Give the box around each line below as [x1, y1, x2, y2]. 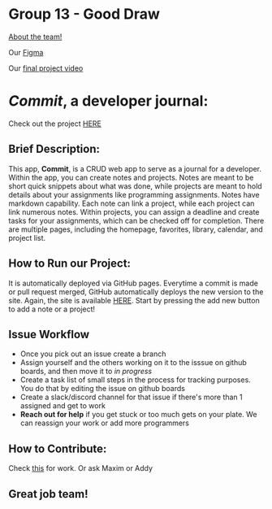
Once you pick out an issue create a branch [19, 349, 166, 359]
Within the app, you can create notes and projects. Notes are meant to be [8, 172, 254, 182]
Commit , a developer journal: [8, 92, 209, 111]
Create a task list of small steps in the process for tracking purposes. [19, 375, 252, 385]
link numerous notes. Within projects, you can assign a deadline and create [8, 207, 260, 216]
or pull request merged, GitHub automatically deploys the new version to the [8, 286, 264, 297]
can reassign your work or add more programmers [19, 418, 189, 428]
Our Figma [8, 47, 44, 57]
